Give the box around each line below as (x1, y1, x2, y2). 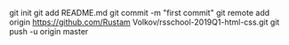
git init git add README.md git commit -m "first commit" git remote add (9, 8, 270, 18)
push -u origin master (9, 26, 89, 36)
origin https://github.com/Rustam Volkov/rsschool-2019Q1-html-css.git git (9, 17, 280, 27)
